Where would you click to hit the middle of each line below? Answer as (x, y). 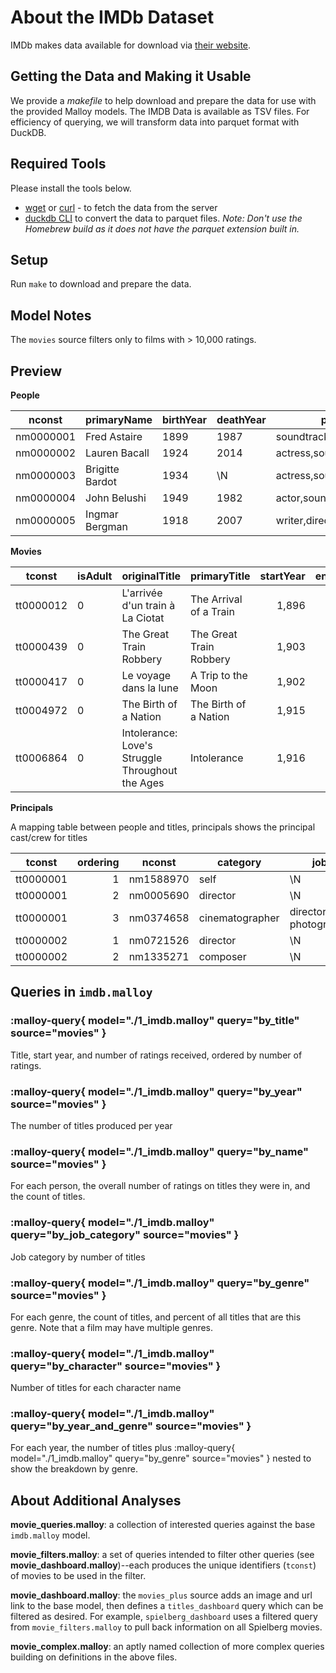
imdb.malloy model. (50, 1535)
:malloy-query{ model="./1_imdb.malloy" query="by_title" (155, 1021)
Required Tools (58, 164)
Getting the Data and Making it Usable (131, 76)
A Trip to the (219, 675)
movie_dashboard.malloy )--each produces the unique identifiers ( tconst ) (163, 1565)
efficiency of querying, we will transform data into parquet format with (155, 122)
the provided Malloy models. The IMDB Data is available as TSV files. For (160, 111)
